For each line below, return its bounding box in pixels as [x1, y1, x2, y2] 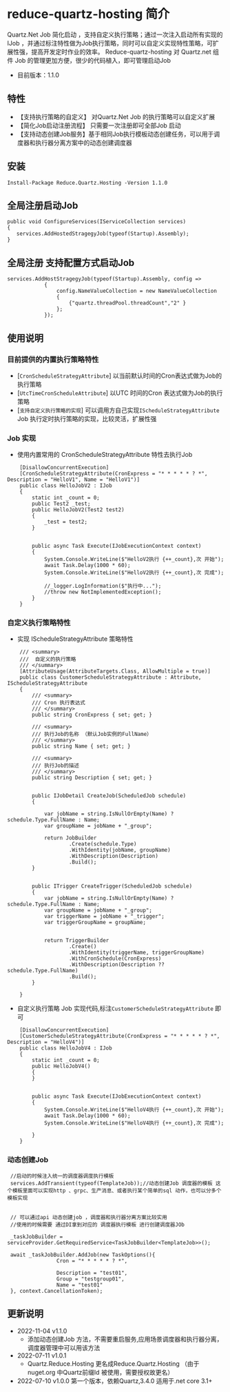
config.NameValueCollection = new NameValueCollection [56, 287, 217, 295]
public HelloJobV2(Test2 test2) [32, 506, 125, 513]
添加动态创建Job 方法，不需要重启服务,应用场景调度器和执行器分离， [27, 1335, 223, 1343]
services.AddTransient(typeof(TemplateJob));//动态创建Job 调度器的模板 [10, 1180, 213, 1187]
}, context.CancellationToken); [10, 1287, 103, 1294]
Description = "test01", [56, 1269, 128, 1276]
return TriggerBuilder [43, 937, 109, 944]
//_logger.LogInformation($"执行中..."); [43, 583, 162, 590]
